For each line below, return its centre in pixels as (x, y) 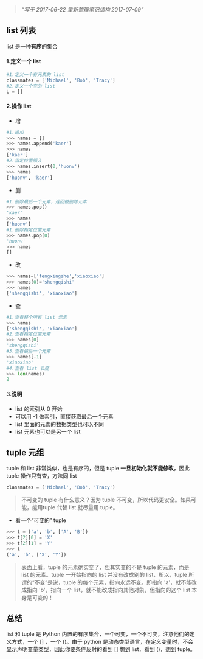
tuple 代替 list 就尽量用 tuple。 (80, 507)
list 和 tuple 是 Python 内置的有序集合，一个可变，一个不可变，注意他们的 (98, 634)
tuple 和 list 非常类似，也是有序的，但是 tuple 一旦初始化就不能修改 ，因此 (98, 469)
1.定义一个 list (24, 61)
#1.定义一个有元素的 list (36, 75)
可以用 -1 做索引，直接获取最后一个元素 (64, 416)
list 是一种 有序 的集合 (32, 46)
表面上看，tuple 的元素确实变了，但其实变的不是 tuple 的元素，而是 (105, 567)
